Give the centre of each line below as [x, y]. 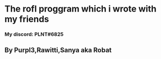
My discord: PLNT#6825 [34, 34]
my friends [27, 19]
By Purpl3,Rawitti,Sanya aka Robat [58, 50]
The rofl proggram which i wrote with [80, 9]
